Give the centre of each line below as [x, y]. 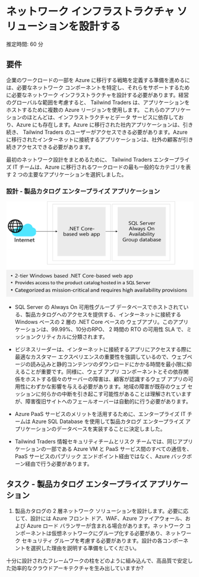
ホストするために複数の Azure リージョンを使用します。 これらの [86, 109]
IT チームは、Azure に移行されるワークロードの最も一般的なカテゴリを [99, 167]
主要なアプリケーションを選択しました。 [77, 174]
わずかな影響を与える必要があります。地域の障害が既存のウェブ [108, 386]
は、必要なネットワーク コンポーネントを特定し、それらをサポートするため [98, 87]
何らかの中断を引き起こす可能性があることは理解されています [116, 394]
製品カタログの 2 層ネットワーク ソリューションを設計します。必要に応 [102, 510]
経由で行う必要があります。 [59, 464]
